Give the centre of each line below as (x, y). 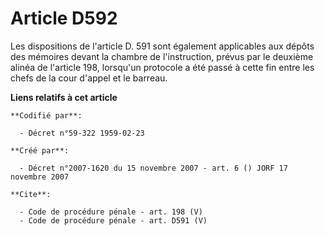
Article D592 (64, 18)
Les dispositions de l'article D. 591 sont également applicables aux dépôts (162, 46)
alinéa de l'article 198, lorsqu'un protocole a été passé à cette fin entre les (162, 67)
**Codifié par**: (46, 115)
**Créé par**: (40, 150)
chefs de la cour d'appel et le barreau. (89, 78)
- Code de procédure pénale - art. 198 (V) (111, 212)
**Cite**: (31, 194)
